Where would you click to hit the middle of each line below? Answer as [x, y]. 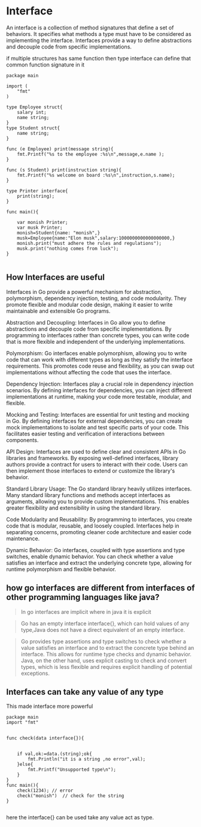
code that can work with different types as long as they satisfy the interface [99, 359]
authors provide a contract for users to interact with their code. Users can [97, 464]
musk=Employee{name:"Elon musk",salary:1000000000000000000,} [96, 238]
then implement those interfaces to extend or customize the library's [91, 471]
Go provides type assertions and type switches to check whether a [103, 641]
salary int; [32, 112]
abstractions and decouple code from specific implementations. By [89, 329]
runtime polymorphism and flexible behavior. [61, 569]
